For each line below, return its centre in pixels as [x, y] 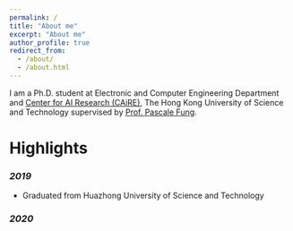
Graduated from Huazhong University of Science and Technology [143, 196]
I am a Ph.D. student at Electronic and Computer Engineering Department [144, 93]
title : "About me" [43, 26]
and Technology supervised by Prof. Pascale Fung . [103, 112]
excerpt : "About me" [48, 34]
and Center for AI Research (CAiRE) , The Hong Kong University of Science [146, 102]
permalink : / [34, 17]
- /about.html [43, 68]
